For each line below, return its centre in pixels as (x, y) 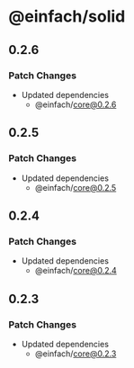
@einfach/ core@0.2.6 (76, 104)
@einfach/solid (67, 17)
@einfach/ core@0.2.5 (76, 187)
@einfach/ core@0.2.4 (76, 271)
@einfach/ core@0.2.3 (76, 354)
